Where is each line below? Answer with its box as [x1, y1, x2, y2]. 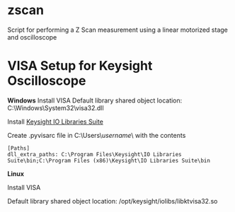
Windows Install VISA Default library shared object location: [7, 96, 183, 105]
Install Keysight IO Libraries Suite [7, 117, 104, 126]
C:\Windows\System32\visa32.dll [7, 103, 104, 112]
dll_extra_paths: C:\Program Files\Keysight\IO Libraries [7, 151, 182, 158]
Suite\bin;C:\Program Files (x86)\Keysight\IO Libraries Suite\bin [7, 157, 211, 164]
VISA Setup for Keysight [7, 58, 153, 74]
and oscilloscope [7, 33, 57, 41]
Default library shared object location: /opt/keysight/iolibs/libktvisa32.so [7, 196, 218, 205]
